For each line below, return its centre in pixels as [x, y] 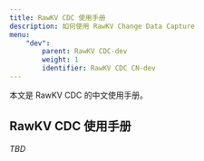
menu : [19, 34]
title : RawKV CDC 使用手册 [58, 18]
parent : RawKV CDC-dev [85, 52]
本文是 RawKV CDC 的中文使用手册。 [78, 95]
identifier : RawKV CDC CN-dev [99, 69]
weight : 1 [60, 60]
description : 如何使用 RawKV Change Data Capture [102, 26]
